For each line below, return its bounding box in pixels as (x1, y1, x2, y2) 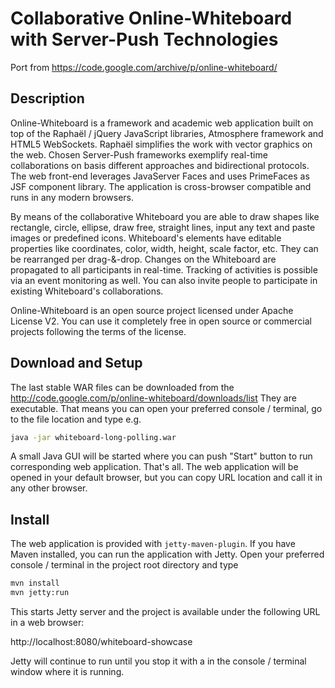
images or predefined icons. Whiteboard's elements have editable (10, 232, 282, 244)
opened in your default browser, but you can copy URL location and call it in (10, 472, 323, 484)
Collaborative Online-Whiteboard (10, 7, 293, 30)
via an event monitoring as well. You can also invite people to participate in (10, 274, 318, 286)
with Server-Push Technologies (10, 28, 279, 51)
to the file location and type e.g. (10, 413, 142, 425)
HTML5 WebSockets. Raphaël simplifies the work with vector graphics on (10, 138, 313, 150)
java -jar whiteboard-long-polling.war (10, 432, 177, 442)
